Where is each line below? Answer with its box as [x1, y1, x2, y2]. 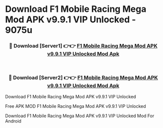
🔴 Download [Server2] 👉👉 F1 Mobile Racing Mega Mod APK [8, 74, 159, 81]
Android [5, 118, 21, 124]
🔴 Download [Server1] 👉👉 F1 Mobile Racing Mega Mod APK [9, 43, 158, 49]
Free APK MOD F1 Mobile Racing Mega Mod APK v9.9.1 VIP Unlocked [5, 103, 146, 109]
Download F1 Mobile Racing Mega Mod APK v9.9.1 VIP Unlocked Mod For [5, 113, 155, 119]
